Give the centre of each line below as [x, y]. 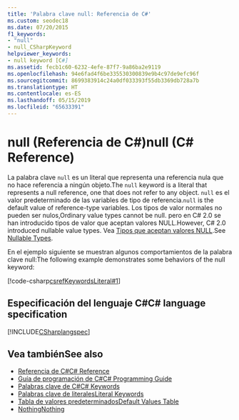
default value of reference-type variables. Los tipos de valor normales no [115, 207]
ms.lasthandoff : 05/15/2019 [49, 101]
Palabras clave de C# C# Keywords [68, 386]
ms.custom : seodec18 [38, 21]
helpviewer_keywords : [40, 54]
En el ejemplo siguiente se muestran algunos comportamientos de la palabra [120, 251]
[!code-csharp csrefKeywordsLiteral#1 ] [64, 281]
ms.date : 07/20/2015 [38, 27]
